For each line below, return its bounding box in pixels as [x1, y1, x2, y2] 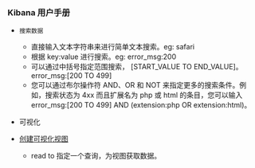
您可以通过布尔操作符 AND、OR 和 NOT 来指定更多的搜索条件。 [30, 80, 240, 90]
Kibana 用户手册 [7, 6, 71, 18]
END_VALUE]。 [193, 62, 243, 72]
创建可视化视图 [18, 134, 69, 144]
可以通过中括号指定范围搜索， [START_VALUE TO [30, 62, 192, 72]
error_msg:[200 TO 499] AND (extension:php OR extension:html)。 [30, 100, 252, 110]
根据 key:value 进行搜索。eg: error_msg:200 [30, 52, 177, 61]
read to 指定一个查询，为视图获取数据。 [30, 151, 162, 161]
